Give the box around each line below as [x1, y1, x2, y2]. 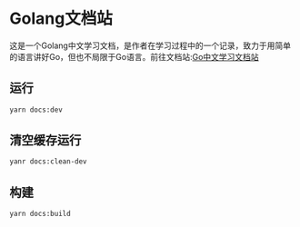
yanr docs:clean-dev [9, 157, 88, 166]
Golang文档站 [9, 8, 114, 29]
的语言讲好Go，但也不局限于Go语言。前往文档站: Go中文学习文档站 [9, 51, 259, 62]
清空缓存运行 [9, 133, 82, 148]
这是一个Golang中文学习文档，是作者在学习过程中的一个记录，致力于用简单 [9, 40, 291, 51]
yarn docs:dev [9, 105, 64, 114]
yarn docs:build [9, 210, 71, 219]
